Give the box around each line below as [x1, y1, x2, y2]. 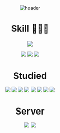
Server [15, 105, 45, 117]
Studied [13, 70, 47, 81]
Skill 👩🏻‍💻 [11, 23, 49, 34]
